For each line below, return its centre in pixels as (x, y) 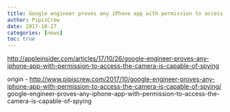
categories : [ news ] (35, 33)
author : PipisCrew (33, 20)
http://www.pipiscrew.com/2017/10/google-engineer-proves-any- (122, 79)
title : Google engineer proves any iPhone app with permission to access (115, 13)
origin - (18, 79)
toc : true (21, 39)
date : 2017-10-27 (32, 26)
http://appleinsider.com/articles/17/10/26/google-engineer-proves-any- (108, 58)
